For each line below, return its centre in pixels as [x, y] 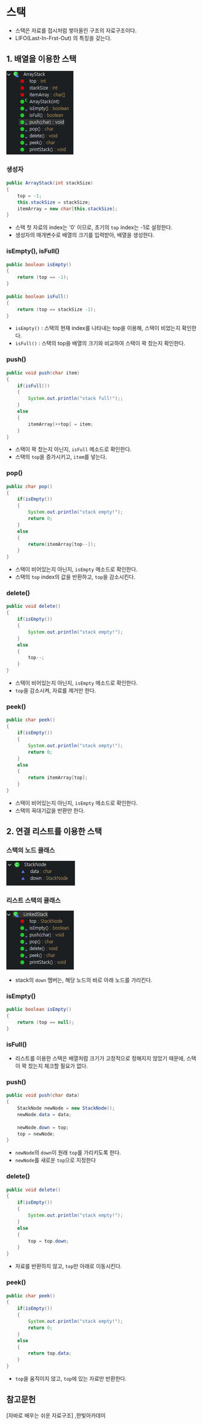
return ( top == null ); [46, 1022]
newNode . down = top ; [43, 1127]
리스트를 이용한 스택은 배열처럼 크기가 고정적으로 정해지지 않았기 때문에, [100, 1058]
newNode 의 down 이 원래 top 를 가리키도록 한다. [68, 1153]
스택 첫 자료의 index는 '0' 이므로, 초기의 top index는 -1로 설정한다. [94, 227]
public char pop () [29, 486]
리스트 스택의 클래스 [34, 900]
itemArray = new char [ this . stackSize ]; [68, 209]
